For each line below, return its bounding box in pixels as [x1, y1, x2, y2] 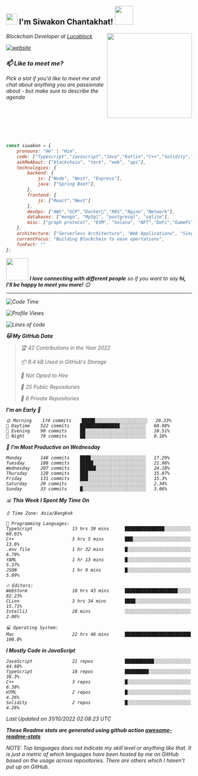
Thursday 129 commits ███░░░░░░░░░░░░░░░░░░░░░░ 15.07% [6, 470, 170, 476]
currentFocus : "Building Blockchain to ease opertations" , [16, 236, 165, 242]
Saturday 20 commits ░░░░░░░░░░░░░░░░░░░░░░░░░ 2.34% [6, 481, 167, 487]
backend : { [27, 170, 54, 176]
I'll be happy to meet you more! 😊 [6, 281, 91, 288]
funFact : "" [16, 242, 46, 247]
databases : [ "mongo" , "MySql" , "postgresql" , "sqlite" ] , [27, 214, 170, 220]
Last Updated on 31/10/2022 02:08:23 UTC [6, 715, 111, 722]
